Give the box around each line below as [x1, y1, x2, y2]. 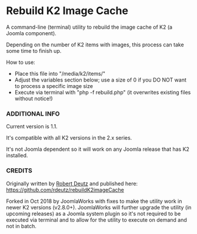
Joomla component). [6, 29, 57, 36]
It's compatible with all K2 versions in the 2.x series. [6, 134, 132, 141]
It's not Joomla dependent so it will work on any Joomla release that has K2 [6, 145, 190, 153]
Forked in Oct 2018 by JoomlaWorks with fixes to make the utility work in [6, 198, 182, 205]
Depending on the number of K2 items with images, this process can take [6, 41, 184, 48]
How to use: [6, 59, 35, 66]
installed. [6, 152, 28, 159]
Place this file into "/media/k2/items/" [14, 70, 106, 77]
